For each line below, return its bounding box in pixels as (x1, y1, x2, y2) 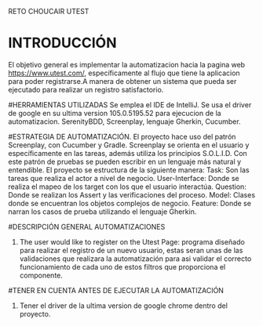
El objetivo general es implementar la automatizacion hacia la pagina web (8, 60, 246, 69)
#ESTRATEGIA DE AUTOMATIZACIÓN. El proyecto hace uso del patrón (8, 132, 236, 141)
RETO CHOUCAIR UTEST (8, 7, 89, 16)
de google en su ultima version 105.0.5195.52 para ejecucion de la (8, 108, 221, 118)
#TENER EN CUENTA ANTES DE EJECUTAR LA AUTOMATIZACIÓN (8, 285, 224, 295)
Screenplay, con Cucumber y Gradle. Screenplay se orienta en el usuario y (8, 140, 250, 150)
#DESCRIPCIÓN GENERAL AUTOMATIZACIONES (8, 222, 166, 231)
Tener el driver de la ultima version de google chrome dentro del (19, 301, 228, 310)
